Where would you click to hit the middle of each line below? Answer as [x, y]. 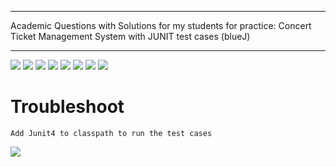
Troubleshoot [67, 107]
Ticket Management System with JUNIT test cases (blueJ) [130, 36]
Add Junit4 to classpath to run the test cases [111, 133]
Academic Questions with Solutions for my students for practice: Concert [161, 25]
